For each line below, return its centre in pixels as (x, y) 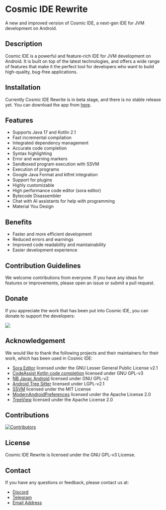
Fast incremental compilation (42, 137)
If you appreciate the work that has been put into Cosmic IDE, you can (77, 310)
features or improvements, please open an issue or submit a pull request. (80, 283)
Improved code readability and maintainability (59, 245)
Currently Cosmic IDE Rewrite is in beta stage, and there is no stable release (83, 99)
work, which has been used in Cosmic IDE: (49, 358)
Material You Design (33, 206)
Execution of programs (36, 169)
